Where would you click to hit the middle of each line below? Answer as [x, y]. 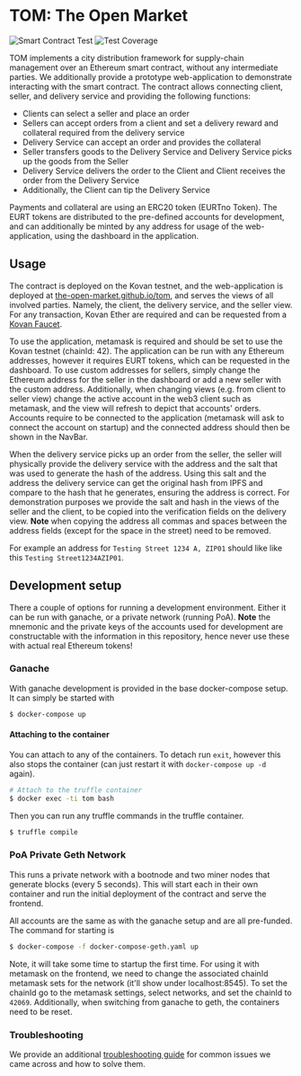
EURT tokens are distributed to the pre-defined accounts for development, [147, 216]
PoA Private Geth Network [68, 855]
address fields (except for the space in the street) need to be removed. [140, 530]
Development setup [66, 586]
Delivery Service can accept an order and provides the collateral [142, 142]
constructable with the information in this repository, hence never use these [150, 636]
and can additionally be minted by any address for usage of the [126, 226]
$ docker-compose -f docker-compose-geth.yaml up [104, 947]
